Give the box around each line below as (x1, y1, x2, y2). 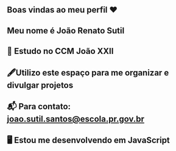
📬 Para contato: (7, 101, 71, 112)
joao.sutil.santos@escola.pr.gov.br (7, 113, 145, 124)
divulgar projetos (7, 80, 74, 90)
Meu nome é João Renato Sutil (7, 25, 125, 36)
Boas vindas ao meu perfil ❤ (7, 5, 118, 15)
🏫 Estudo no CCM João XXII (7, 46, 114, 56)
